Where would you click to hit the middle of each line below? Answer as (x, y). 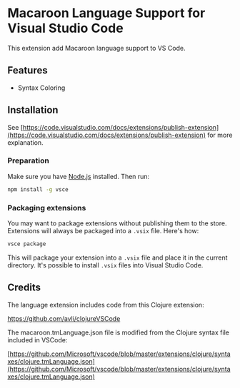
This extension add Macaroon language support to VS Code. (96, 48)
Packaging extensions (47, 208)
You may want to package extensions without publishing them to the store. (117, 223)
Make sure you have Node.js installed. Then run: (79, 176)
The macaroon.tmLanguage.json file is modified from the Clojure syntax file (119, 332)
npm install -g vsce (38, 189)
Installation (33, 110)
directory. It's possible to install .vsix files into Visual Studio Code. (105, 265)
